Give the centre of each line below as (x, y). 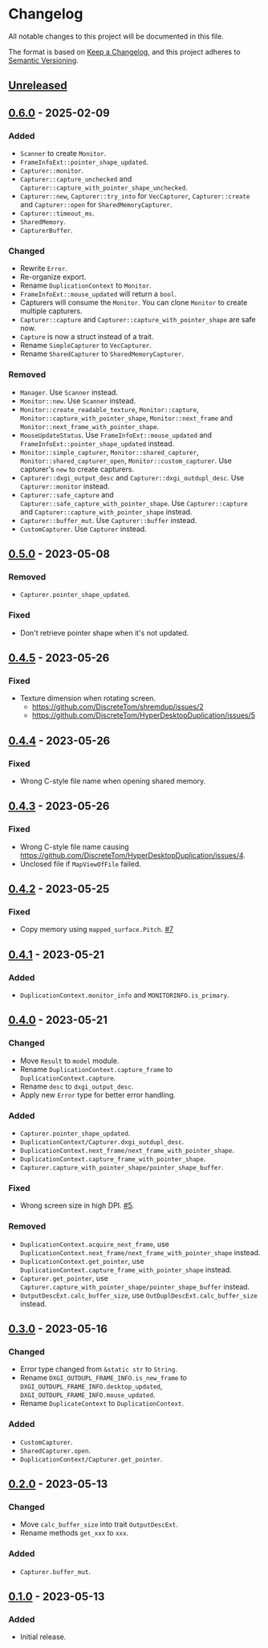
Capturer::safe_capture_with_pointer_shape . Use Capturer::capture (134, 503)
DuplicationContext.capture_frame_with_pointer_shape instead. (126, 1270)
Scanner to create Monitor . (63, 153)
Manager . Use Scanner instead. (69, 392)
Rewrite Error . (44, 268)
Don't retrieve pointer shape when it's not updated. (104, 632)
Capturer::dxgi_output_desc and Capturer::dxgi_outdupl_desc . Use (132, 477)
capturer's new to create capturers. (77, 469)
